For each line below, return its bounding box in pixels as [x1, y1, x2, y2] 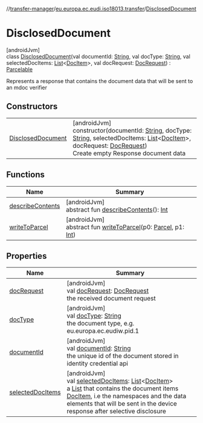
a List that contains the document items [66, 384, 179, 393]
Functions [6, 170, 45, 180]
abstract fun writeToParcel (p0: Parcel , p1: [66, 222, 184, 231]
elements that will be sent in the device [66, 399, 177, 408]
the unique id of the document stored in [66, 351, 179, 360]
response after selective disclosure [66, 407, 166, 416]
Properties [6, 251, 47, 261]
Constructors [6, 101, 58, 112]
